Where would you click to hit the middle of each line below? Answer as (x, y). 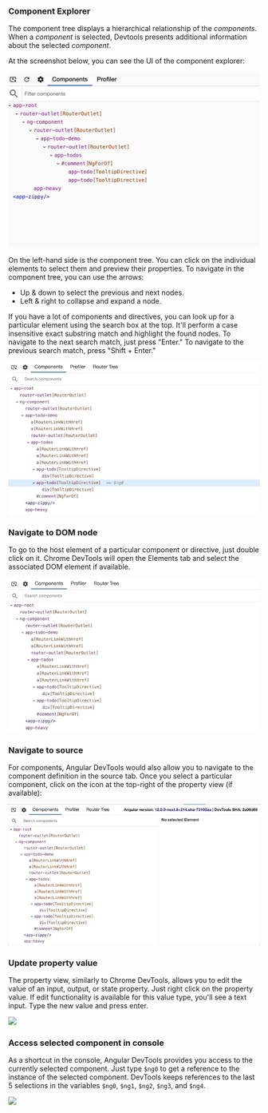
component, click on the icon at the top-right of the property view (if (120, 785)
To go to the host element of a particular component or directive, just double (134, 550)
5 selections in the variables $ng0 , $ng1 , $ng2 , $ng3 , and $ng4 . (107, 1086)
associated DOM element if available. (69, 567)
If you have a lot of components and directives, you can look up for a (121, 316)
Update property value (53, 963)
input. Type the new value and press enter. (79, 1006)
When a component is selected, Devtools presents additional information (128, 37)
